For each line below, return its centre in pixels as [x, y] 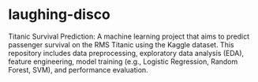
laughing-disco [59, 15]
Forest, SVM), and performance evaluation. [78, 69]
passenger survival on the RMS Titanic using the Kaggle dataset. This [121, 44]
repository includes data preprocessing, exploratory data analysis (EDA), [126, 53]
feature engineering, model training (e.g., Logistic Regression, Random [123, 61]
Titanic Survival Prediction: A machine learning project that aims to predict [129, 36]
